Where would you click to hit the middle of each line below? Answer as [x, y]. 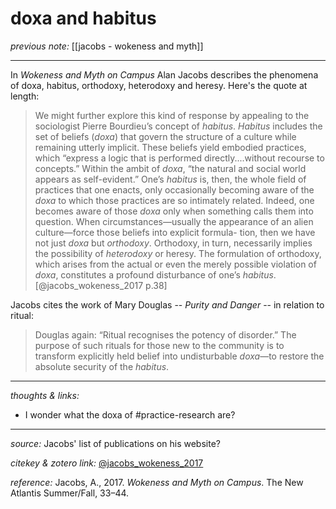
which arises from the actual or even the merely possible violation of [175, 264]
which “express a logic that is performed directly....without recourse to [179, 158]
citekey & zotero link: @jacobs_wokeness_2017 [107, 463]
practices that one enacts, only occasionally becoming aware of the [174, 189]
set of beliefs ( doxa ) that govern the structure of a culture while [165, 136]
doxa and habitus [83, 18]
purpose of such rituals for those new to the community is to [159, 345]
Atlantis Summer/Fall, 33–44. [70, 493]
